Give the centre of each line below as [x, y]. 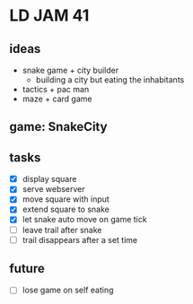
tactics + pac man [56, 89]
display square [49, 179]
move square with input [66, 199]
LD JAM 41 [49, 16]
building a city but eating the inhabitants [110, 80]
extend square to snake [66, 209]
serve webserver [53, 189]
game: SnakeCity [58, 127]
